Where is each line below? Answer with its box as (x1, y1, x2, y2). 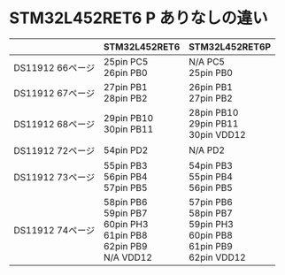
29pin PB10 (103, 111, 154, 124)
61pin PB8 (103, 229, 148, 241)
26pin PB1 (189, 80, 233, 93)
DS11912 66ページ (13, 61, 96, 73)
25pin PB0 (189, 66, 233, 79)
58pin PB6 (103, 195, 148, 208)
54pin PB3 (189, 159, 233, 172)
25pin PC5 (103, 55, 149, 67)
